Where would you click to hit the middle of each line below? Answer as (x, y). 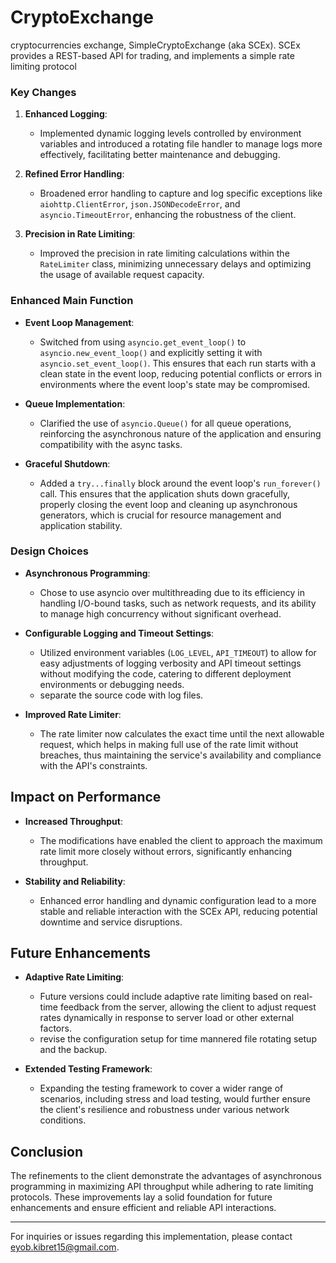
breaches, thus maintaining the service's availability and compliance (180, 755)
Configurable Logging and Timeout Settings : (119, 633)
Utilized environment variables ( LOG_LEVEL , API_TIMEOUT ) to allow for (178, 652)
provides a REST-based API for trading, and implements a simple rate (152, 55)
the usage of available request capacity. (122, 275)
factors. (55, 1028)
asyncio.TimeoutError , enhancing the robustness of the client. (168, 215)
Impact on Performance (86, 797)
